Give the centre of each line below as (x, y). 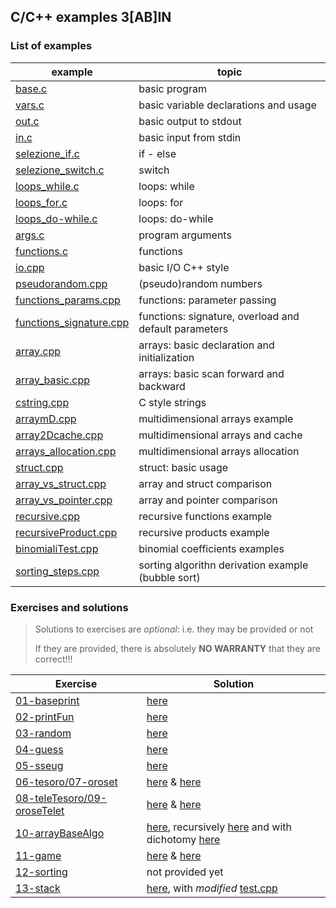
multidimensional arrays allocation (219, 451)
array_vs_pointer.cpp (64, 500)
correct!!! (53, 659)
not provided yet (185, 872)
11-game (38, 855)
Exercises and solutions (69, 607)
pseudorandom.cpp (61, 283)
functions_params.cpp (68, 300)
